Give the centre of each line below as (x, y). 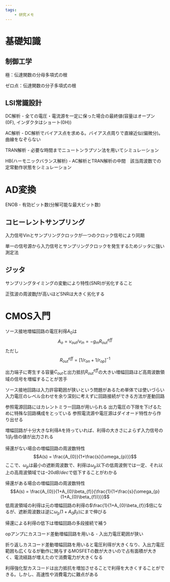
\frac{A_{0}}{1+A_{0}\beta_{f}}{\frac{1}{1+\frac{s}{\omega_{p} (95, 491)
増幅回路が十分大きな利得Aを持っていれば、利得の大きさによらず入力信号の (84, 430)
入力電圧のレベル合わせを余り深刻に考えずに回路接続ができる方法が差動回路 (85, 396)
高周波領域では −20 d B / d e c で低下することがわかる (66, 472)
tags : (11, 10)
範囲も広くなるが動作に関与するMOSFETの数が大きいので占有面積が (77, 551)
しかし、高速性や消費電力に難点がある (58, 574)
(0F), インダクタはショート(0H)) (38, 123)
